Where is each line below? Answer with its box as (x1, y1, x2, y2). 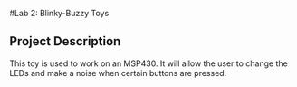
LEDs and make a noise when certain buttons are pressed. (9, 67, 227, 78)
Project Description (9, 34, 121, 49)
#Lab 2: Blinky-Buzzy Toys (9, 8, 110, 18)
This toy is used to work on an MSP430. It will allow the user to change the (9, 58, 288, 69)
